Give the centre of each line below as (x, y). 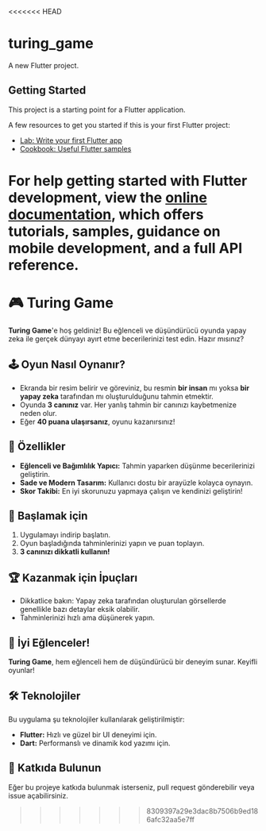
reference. (44, 265)
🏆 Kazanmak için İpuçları (73, 577)
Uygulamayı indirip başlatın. (65, 535)
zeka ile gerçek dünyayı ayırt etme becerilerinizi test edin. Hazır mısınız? (126, 339)
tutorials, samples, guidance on (114, 231)
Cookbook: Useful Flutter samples (75, 148)
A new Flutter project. (44, 65)
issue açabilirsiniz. (39, 795)
